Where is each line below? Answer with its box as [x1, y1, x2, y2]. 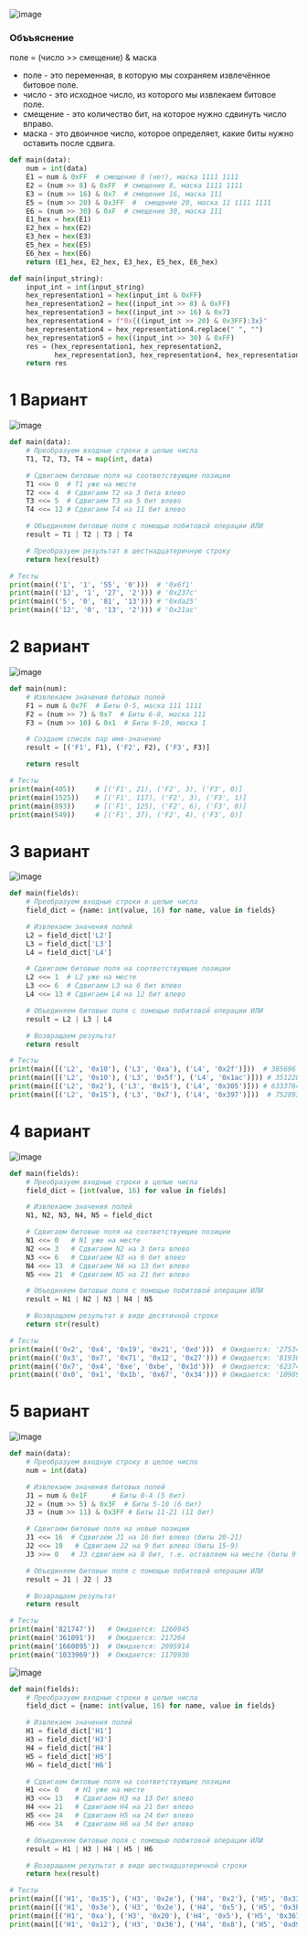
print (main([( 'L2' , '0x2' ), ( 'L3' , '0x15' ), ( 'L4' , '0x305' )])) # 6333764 [9, 1082, 301, 1091]
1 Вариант [9, 389, 89, 410]
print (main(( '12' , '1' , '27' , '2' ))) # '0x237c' [9, 588, 198, 598]
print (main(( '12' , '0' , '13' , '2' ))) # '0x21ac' [9, 606, 198, 615]
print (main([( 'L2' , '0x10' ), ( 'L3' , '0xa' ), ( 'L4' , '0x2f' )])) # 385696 [9, 1064, 297, 1074]
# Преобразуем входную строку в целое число [26, 1457, 198, 1467]
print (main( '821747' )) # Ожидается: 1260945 [9, 1625, 190, 1635]
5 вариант [9, 1401, 90, 1422]
